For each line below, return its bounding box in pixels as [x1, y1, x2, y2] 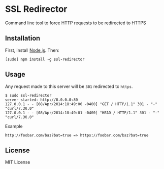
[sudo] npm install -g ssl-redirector [5, 57, 85, 62]
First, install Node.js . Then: [5, 47, 60, 53]
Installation [5, 34, 40, 42]
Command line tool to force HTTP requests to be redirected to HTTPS [5, 20, 146, 26]
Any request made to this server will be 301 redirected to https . [5, 83, 133, 89]
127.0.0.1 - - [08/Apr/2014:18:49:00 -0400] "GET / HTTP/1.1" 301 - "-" [5, 101, 158, 107]
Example [5, 123, 23, 129]
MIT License [5, 159, 31, 165]
